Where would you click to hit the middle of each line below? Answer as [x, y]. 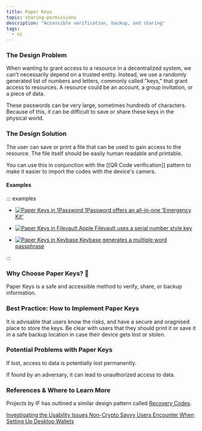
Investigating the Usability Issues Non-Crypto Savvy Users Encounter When [100, 415]
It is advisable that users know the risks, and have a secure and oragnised [98, 322]
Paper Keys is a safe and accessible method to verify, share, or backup [94, 287]
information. [21, 293]
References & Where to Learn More [58, 390]
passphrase [29, 246]
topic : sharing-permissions [41, 17]
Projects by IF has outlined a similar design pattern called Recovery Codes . [99, 403]
